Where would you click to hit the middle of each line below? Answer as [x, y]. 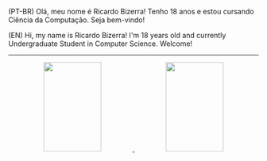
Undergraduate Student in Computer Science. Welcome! [101, 44]
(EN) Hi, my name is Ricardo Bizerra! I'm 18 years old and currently [117, 35]
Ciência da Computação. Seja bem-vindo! [77, 20]
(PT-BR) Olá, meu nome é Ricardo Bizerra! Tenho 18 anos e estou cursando [131, 11]
